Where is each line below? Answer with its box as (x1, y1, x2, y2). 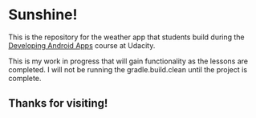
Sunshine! (8, 6, 78, 24)
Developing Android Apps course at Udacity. (8, 40, 156, 50)
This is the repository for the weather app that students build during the (8, 32, 245, 42)
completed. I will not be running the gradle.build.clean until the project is (8, 64, 247, 74)
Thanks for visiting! (8, 96, 108, 110)
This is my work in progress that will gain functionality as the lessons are (8, 56, 249, 66)
